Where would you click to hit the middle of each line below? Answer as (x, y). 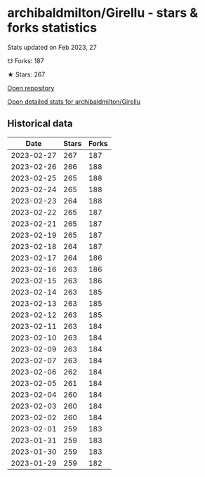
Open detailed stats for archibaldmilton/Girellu (74, 101)
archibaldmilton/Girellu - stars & (103, 13)
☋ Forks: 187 (26, 60)
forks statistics (52, 28)
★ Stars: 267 (26, 74)
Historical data (40, 124)
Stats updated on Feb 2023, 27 (52, 47)
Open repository (31, 88)
